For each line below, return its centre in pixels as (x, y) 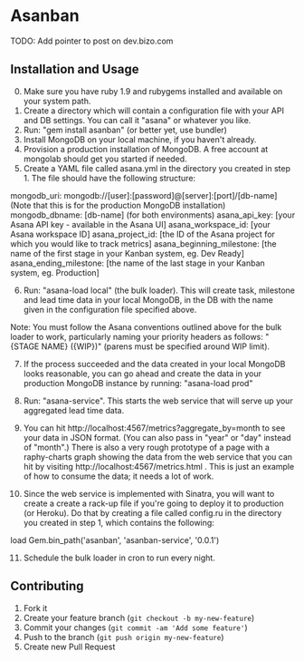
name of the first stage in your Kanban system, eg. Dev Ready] (128, 253)
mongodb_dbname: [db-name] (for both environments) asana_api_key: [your (153, 215)
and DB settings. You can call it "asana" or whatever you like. (137, 120)
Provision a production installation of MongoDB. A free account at (146, 149)
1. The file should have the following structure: (109, 178)
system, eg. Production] (55, 272)
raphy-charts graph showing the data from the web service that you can (158, 457)
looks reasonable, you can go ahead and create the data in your (142, 374)
